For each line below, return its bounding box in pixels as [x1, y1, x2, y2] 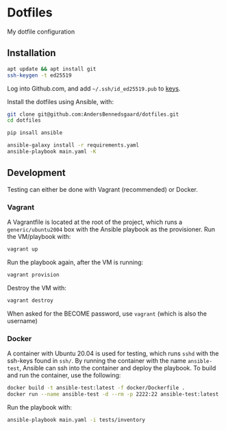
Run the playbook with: [7, 403, 72, 412]
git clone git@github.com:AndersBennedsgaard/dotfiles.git [7, 111, 179, 118]
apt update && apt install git [7, 65, 97, 73]
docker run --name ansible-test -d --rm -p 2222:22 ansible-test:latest [7, 390, 219, 398]
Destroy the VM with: [7, 283, 67, 292]
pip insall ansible [7, 129, 63, 136]
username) [7, 316, 38, 325]
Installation [7, 47, 56, 59]
